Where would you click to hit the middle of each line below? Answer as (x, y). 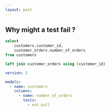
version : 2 (16, 73)
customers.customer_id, (39, 46)
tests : (30, 100)
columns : (23, 91)
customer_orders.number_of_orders (50, 51)
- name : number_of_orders (45, 96)
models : (13, 82)
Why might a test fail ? (40, 30)
